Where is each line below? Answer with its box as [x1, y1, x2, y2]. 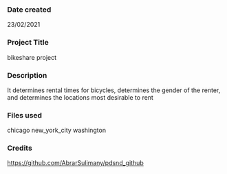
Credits [7, 143, 32, 153]
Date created [7, 5, 52, 14]
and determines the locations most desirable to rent [7, 93, 153, 101]
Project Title [7, 38, 50, 47]
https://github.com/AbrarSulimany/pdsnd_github [7, 159, 144, 167]
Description [7, 70, 47, 80]
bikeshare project [7, 53, 57, 61]
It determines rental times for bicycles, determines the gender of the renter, [7, 86, 221, 94]
